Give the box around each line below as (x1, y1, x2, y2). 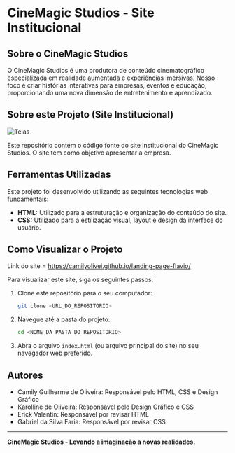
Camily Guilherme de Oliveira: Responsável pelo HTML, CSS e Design (17, 388, 218, 396)
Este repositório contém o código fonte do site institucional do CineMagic (7, 141, 219, 149)
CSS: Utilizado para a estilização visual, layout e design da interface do (17, 216, 223, 224)
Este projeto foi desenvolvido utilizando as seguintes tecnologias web (7, 187, 208, 195)
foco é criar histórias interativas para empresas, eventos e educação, (7, 81, 207, 89)
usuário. (17, 223, 41, 232)
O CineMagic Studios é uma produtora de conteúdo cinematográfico (7, 67, 205, 74)
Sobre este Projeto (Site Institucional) (7, 109, 174, 120)
